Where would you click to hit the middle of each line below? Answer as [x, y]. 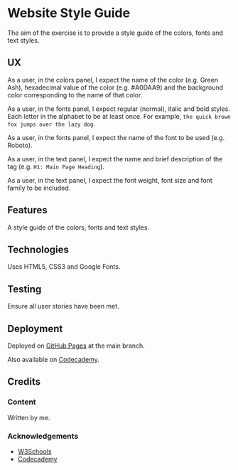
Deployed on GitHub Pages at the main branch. [76, 346]
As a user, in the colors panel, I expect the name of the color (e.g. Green [113, 80]
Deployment [35, 329]
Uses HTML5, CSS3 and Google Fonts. [64, 267]
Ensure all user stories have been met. [63, 306]
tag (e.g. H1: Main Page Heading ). [56, 166]
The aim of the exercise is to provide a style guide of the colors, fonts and [115, 33]
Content [22, 402]
